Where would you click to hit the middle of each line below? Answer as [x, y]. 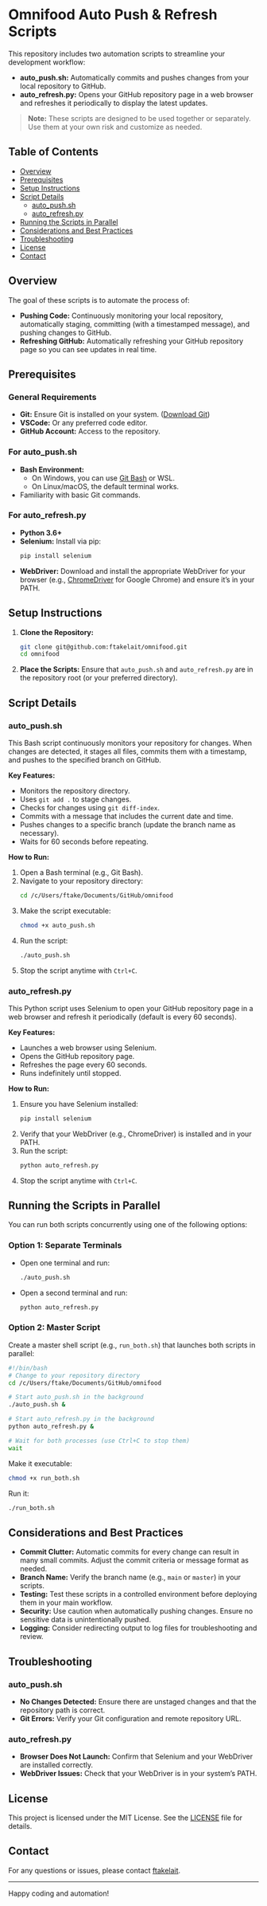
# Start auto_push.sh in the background [76, 1397]
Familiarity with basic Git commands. [80, 495]
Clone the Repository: [56, 632]
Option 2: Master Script [54, 1328]
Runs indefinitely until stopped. [70, 1073]
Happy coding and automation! [59, 1893]
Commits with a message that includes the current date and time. [126, 816]
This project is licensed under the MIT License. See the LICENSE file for [126, 1818]
